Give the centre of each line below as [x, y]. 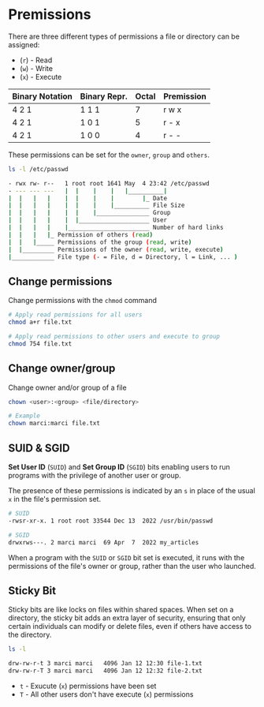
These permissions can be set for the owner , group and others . [109, 155]
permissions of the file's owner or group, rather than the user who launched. [132, 566]
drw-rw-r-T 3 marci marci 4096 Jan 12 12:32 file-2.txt [105, 671]
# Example [24, 416]
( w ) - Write [36, 68]
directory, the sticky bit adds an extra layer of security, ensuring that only [127, 618]
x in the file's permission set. [54, 499]
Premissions [50, 15]
